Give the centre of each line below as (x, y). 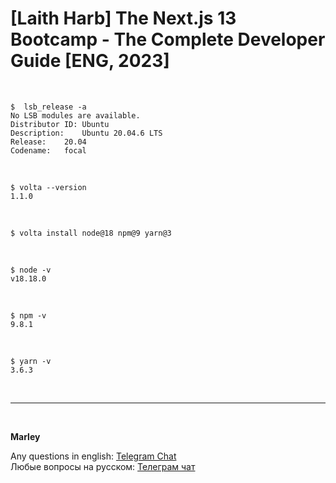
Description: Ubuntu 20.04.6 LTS (86, 133)
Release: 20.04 (48, 142)
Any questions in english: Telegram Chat (93, 456)
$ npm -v (28, 315)
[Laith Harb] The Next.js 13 (123, 18)
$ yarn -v (31, 361)
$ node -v (31, 270)
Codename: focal (48, 150)
